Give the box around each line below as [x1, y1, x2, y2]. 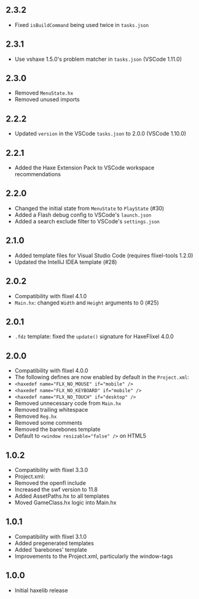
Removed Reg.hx [14, 412, 57, 420]
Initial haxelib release [14, 586, 68, 594]
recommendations [14, 171, 61, 178]
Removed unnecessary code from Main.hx [14, 400, 122, 407]
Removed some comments [14, 419, 82, 427]
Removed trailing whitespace [14, 406, 88, 414]
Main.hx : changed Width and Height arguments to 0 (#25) [14, 299, 159, 306]
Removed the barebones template [14, 426, 101, 433]
